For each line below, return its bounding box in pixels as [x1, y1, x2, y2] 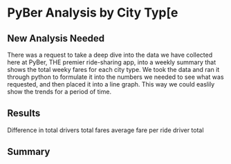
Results [7, 107, 41, 119]
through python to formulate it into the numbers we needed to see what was [7, 73, 224, 81]
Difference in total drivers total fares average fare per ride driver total [7, 126, 204, 134]
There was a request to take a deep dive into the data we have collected [7, 51, 213, 59]
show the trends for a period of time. [7, 88, 112, 95]
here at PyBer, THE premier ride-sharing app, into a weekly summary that [7, 58, 216, 66]
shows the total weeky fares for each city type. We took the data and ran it [7, 66, 220, 73]
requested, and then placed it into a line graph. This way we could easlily [7, 80, 215, 88]
